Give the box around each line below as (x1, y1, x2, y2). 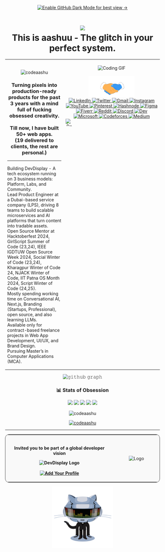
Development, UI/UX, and (7, 338, 59, 344)
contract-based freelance (7, 327, 60, 333)
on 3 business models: (7, 176, 53, 182)
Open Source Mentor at (7, 228, 55, 234)
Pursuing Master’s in (7, 348, 49, 354)
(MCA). (7, 359, 22, 364)
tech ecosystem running (7, 171, 56, 177)
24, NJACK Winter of (7, 270, 50, 276)
